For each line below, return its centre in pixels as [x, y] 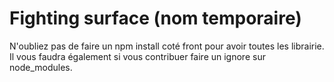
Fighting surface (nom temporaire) [155, 18]
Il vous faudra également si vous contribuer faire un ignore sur [137, 56]
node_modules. [41, 67]
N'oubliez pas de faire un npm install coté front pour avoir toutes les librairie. [167, 46]
